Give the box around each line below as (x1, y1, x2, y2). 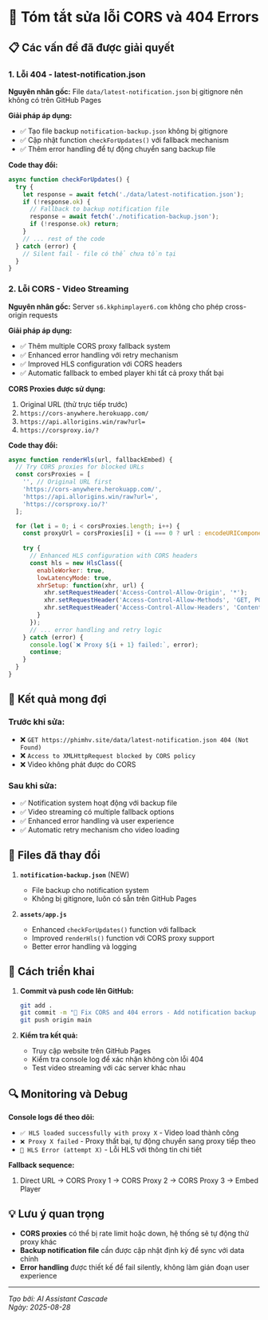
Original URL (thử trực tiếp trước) (19, 399, 128, 409)
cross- (224, 302, 247, 311)
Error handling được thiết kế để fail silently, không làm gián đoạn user (19, 1262, 250, 1272)
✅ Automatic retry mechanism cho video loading (19, 824, 179, 834)
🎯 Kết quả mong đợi (8, 693, 107, 706)
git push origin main (19, 1016, 92, 1025)
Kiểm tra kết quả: (19, 1030, 78, 1041)
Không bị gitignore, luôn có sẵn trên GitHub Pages (31, 894, 197, 903)
